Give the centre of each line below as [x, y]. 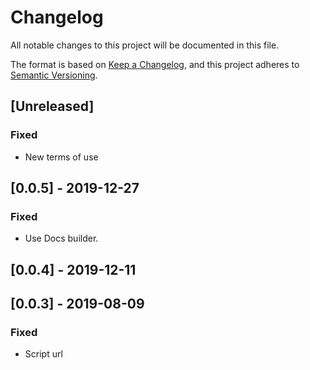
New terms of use [61, 157]
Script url [43, 354]
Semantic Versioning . [54, 75]
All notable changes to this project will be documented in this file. [145, 45]
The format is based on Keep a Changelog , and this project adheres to [155, 64]
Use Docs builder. [61, 238]
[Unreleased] [52, 106]
